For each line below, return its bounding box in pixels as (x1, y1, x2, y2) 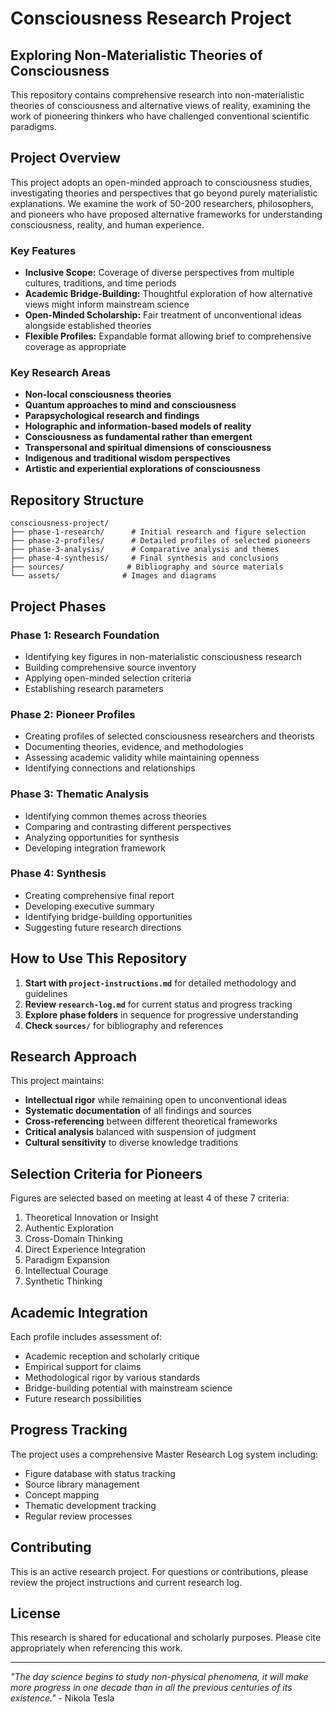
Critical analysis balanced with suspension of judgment (24, 1126, 257, 1138)
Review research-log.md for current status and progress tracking (24, 998, 293, 1010)
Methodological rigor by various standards (24, 1372, 201, 1384)
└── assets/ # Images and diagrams (10, 571, 217, 581)
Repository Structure (10, 492, 145, 509)
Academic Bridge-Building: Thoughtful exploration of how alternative (24, 288, 313, 300)
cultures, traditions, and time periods (24, 277, 177, 289)
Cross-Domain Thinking (24, 1233, 123, 1245)
